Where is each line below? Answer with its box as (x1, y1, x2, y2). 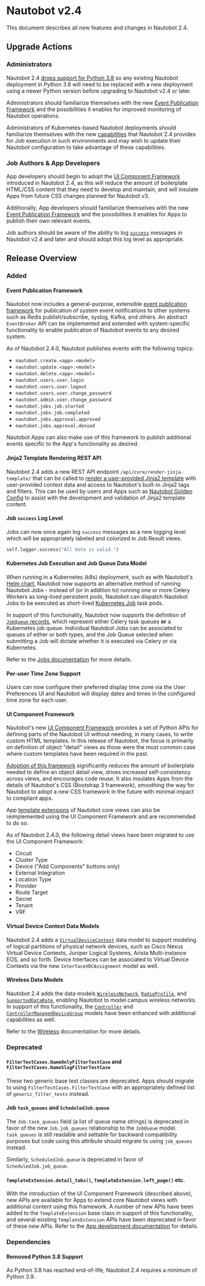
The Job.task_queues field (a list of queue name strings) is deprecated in (6, 1118, 189, 1125)
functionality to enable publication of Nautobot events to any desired (6, 326, 179, 334)
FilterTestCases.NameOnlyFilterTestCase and (6, 1058, 122, 1065)
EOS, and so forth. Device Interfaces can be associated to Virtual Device (6, 956, 189, 963)
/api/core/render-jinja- (120, 469, 184, 475)
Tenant (15, 902, 33, 909)
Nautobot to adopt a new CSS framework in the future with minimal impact (6, 788, 194, 796)
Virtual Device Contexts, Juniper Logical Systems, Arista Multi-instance (6, 949, 187, 956)
